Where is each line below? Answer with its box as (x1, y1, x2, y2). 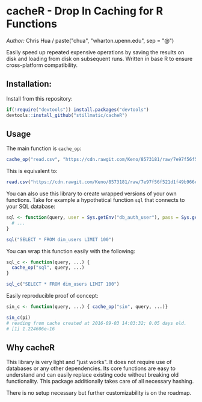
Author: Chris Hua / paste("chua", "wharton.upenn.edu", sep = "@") (6, 37, 174, 44)
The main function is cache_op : (6, 145, 82, 152)
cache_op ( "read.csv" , (6, 157, 61, 163)
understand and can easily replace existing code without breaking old (6, 371, 179, 378)
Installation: (6, 79, 52, 89)
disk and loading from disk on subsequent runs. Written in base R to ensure (6, 55, 193, 62)
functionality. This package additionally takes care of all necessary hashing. (6, 378, 194, 385)
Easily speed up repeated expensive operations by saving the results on (6, 48, 185, 55)
